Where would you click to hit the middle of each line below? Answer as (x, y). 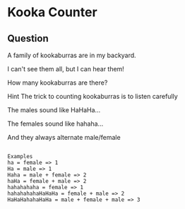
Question (28, 38)
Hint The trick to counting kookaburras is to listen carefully (92, 96)
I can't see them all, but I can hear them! (66, 69)
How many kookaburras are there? (58, 83)
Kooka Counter (52, 12)
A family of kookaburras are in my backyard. (72, 55)
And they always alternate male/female (64, 137)
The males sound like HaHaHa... (54, 110)
